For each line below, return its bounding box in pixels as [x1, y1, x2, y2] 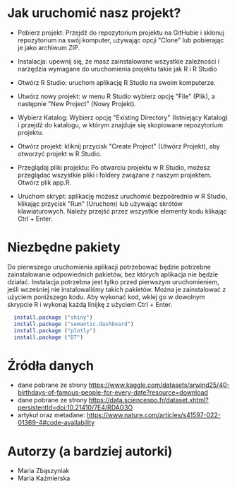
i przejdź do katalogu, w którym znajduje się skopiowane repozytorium [17, 120, 224, 129]
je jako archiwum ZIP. [17, 43, 80, 52]
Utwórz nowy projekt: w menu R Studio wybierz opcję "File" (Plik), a [17, 92, 215, 100]
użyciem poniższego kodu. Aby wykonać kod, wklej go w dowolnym [7, 292, 205, 301]
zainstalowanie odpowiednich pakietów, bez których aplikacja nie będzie [7, 270, 219, 279]
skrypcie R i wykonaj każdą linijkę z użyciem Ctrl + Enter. [7, 300, 173, 308]
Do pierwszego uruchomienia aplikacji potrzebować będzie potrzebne [7, 262, 212, 271]
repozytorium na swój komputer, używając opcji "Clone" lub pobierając [17, 35, 224, 44]
